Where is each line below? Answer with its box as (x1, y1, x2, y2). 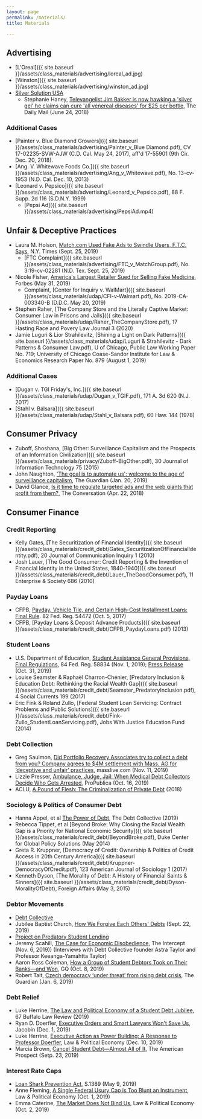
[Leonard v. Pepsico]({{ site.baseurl (14, 182, 104, 190)
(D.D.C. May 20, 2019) (51, 299, 106, 307)
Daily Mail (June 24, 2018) (24, 109, 89, 116)
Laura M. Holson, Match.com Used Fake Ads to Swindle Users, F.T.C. (14, 241, 187, 249)
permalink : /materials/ (6, 14, 66, 21)
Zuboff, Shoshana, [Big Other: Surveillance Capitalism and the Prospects (14, 445, 196, 452)
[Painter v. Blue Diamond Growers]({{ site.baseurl (14, 137, 138, 145)
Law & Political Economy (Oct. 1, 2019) (14, 1093, 110, 1100)
